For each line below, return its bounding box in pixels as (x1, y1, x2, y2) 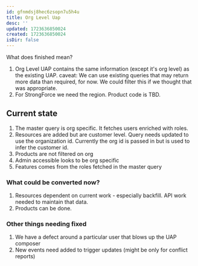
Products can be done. (14, 205, 72, 212)
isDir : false (6, 37, 39, 43)
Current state (6, 108, 58, 118)
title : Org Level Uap (6, 15, 61, 21)
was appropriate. (14, 85, 57, 91)
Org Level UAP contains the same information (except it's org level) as (14, 65, 190, 73)
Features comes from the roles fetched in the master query (14, 163, 162, 170)
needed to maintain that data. (14, 198, 89, 206)
